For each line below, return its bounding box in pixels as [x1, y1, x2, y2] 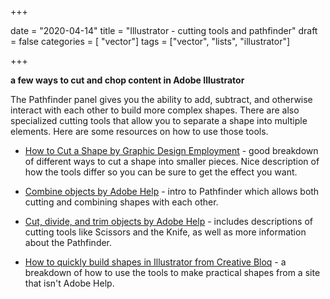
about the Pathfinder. [24, 237, 113, 248]
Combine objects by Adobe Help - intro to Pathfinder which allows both [24, 186, 320, 197]
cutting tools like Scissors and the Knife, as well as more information [24, 226, 307, 238]
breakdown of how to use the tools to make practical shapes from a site [24, 267, 321, 278]
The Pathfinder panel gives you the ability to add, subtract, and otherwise [10, 94, 313, 105]
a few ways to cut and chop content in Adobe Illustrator [10, 74, 245, 86]
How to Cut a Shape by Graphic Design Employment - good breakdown [24, 145, 319, 156]
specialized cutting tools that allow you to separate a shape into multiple [10, 115, 308, 126]
